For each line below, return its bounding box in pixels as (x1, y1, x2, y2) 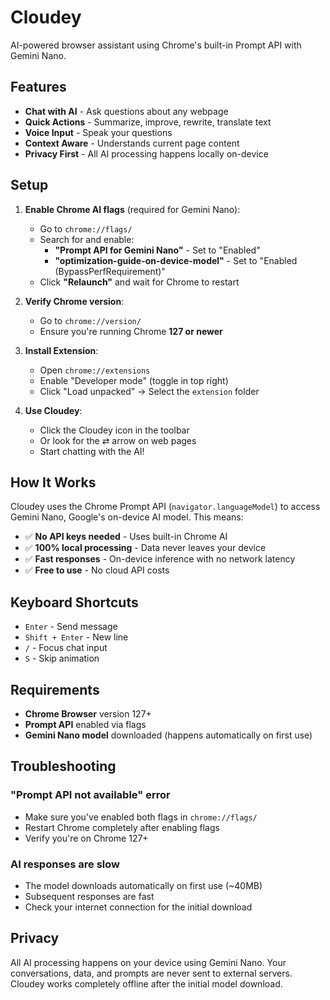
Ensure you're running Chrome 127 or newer (39, 325, 223, 337)
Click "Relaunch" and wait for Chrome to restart (39, 276, 240, 288)
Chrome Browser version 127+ (24, 708, 152, 720)
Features (10, 79, 67, 96)
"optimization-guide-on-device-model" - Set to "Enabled (54, 254, 298, 266)
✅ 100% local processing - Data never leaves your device (24, 542, 267, 554)
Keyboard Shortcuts (10, 594, 139, 611)
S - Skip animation (24, 652, 100, 665)
